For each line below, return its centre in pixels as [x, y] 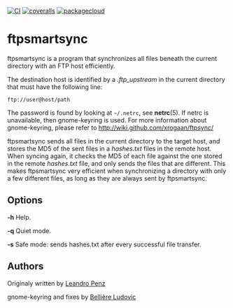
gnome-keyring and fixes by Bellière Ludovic [72, 297]
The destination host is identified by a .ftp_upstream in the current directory [116, 79]
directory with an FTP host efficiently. [61, 66]
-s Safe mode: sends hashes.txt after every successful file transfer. [104, 244]
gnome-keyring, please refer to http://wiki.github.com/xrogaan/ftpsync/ [111, 127]
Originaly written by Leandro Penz [56, 283]
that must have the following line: [55, 87]
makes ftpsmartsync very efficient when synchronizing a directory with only [117, 171]
